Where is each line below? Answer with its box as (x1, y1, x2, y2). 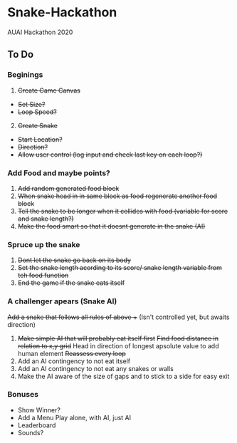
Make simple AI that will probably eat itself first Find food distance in (17, 334, 219, 343)
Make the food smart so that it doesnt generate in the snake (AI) (17, 221, 206, 230)
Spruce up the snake (7, 239, 80, 249)
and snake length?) (17, 214, 74, 223)
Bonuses (7, 390, 39, 400)
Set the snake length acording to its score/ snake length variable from (17, 264, 223, 272)
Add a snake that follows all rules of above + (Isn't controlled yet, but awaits (7, 313, 230, 321)
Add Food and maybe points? (7, 168, 110, 178)
